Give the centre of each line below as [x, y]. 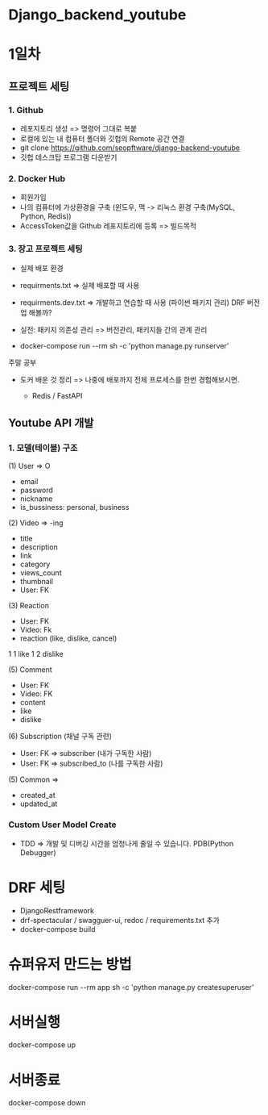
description [39, 547]
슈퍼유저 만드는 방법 [70, 964]
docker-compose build [58, 929]
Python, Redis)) [45, 216]
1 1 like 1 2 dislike [36, 654]
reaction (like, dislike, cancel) [68, 638]
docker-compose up [42, 1045]
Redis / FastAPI [57, 395]
